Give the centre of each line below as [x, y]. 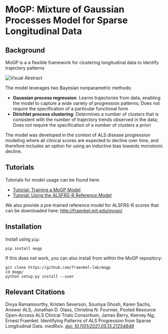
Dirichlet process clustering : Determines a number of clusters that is [86, 114]
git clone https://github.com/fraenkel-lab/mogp [58, 267]
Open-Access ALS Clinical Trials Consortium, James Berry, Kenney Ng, [80, 315]
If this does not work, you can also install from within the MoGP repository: [84, 258]
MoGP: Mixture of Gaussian [65, 9]
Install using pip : [23, 239]
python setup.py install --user [40, 276]
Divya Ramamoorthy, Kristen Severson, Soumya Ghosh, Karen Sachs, [78, 304]
